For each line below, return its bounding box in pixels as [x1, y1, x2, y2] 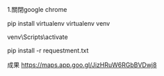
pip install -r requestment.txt [7, 47, 89, 54]
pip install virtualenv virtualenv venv [7, 20, 110, 27]
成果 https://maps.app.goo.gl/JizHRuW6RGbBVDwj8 [7, 61, 157, 69]
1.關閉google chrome [7, 6, 67, 13]
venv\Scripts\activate [7, 33, 68, 41]
